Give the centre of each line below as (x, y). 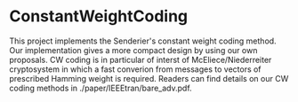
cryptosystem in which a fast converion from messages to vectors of (135, 69)
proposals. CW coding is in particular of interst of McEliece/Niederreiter (141, 59)
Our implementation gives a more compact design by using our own (133, 50)
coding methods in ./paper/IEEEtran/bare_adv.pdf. (101, 88)
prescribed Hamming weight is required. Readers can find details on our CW (149, 78)
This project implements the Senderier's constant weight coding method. (143, 41)
